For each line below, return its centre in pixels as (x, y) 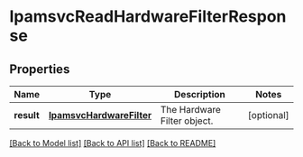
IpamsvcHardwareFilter (100, 115)
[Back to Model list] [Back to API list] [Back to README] (113, 143)
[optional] (268, 115)
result (27, 115)
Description (200, 94)
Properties (40, 69)
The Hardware (190, 110)
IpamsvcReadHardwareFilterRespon (148, 17)
